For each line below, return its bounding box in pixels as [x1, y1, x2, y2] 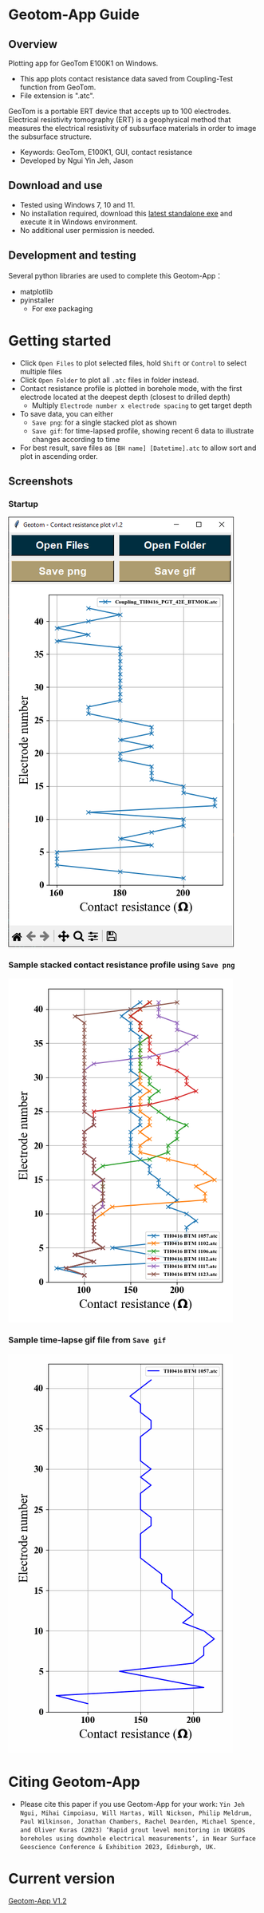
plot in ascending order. [19, 451, 98, 460]
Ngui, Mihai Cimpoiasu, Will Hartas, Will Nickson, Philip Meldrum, [19, 1809, 253, 1817]
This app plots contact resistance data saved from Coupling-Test [19, 74, 234, 83]
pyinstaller [19, 295, 54, 305]
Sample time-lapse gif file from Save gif [8, 1334, 167, 1346]
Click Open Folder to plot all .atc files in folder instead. [19, 375, 199, 385]
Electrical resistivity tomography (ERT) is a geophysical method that [8, 115, 231, 125]
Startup [8, 498, 38, 509]
